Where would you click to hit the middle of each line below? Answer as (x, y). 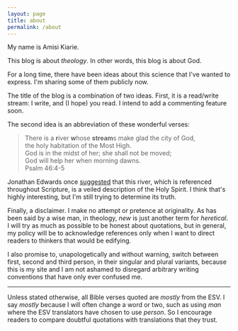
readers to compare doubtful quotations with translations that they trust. (113, 320)
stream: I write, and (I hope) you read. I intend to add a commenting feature (117, 103)
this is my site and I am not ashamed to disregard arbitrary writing (103, 269)
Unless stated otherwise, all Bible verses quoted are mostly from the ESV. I (116, 297)
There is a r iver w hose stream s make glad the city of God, (110, 138)
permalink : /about (34, 27)
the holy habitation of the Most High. (78, 146)
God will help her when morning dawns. (83, 161)
